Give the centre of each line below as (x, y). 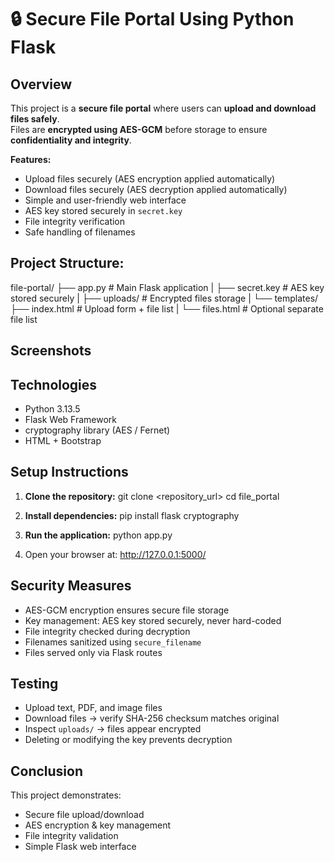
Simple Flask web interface (80, 847)
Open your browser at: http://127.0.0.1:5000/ (115, 554)
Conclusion (47, 771)
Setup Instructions (69, 472)
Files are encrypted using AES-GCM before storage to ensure (139, 129)
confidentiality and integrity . (71, 140)
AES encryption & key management (98, 825)
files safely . (35, 119)
